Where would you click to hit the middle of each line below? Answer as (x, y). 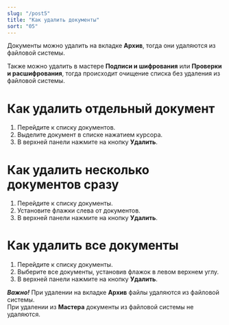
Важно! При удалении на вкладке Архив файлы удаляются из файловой (113, 293)
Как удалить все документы (93, 246)
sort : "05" (23, 26)
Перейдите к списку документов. (66, 128)
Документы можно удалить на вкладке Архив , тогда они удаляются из (111, 46)
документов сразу (63, 184)
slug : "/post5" (29, 13)
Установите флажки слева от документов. (79, 210)
